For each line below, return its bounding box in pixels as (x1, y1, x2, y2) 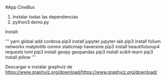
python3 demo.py (12, 19, 49, 25)
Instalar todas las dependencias (12, 14, 78, 19)
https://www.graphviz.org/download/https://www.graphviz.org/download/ (5, 69, 157, 75)
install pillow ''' (5, 54, 36, 60)
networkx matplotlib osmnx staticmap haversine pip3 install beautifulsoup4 (5, 44, 160, 49)
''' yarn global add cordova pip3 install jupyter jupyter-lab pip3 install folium (5, 38, 161, 44)
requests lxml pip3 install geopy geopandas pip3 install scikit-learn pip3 (5, 49, 153, 55)
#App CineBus (5, 4, 35, 10)
